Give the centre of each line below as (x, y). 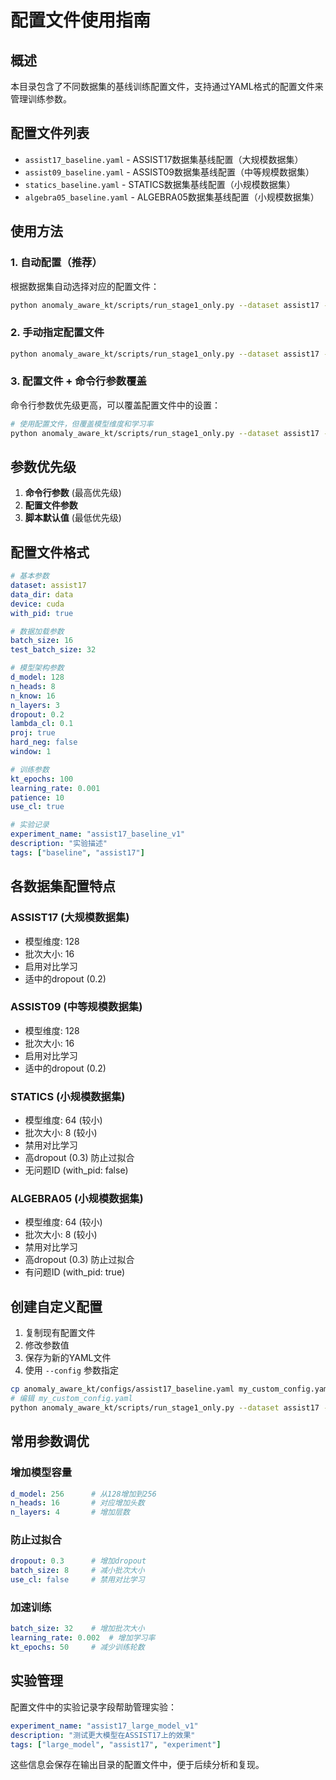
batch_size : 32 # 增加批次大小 (77, 1629)
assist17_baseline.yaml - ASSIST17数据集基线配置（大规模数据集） (164, 159)
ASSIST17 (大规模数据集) (70, 918)
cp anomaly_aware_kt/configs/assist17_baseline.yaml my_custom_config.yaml (171, 1389)
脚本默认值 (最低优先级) (73, 518)
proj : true (33, 733)
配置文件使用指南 (81, 20)
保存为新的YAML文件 (68, 1358)
